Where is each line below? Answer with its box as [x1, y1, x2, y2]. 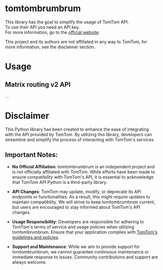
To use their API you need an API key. [5, 24, 80, 30]
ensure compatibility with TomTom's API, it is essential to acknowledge [12, 174, 154, 180]
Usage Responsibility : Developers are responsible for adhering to [12, 218, 144, 224]
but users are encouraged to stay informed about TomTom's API [12, 204, 141, 210]
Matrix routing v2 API [5, 80, 71, 89]
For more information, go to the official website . [5, 29, 100, 35]
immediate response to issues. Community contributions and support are [12, 254, 158, 260]
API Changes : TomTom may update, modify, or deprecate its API [12, 188, 142, 195]
